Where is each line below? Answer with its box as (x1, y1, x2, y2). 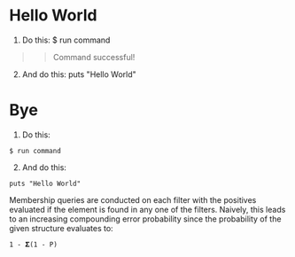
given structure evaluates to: (9, 222, 113, 233)
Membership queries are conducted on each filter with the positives (9, 194, 257, 205)
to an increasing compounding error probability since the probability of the (9, 214, 282, 224)
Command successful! (52, 51, 136, 62)
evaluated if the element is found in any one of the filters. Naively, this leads (9, 204, 286, 214)
